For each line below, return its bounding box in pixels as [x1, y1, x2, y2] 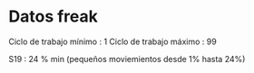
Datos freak [8, 6, 99, 27]
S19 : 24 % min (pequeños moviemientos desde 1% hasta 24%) [8, 53, 246, 64]
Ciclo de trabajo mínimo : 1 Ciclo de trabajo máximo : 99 [8, 36, 217, 47]
